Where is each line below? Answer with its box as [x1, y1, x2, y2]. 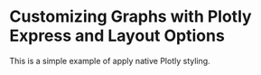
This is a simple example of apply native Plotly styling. [9, 55, 210, 66]
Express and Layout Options [9, 25, 226, 46]
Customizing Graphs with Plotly [9, 6, 252, 27]
